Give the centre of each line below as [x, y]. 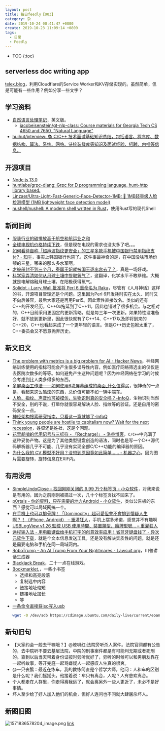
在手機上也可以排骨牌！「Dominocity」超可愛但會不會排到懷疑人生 [80, 513]
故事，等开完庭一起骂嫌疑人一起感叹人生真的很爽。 [77, 663]
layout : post [18, 10]
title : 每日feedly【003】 [30, 14]
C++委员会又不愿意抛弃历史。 [43, 331]
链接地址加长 [33, 594]
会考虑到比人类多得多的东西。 [42, 379]
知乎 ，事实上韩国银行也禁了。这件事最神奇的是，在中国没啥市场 [88, 257]
